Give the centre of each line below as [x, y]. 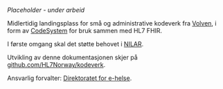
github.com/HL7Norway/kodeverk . [56, 65]
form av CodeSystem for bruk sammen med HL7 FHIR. [85, 31]
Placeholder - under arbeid [46, 10]
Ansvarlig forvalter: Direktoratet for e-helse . [70, 78]
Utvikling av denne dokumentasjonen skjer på [72, 57]
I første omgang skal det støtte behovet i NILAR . [75, 44]
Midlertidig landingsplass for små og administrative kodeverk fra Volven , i [112, 23]
